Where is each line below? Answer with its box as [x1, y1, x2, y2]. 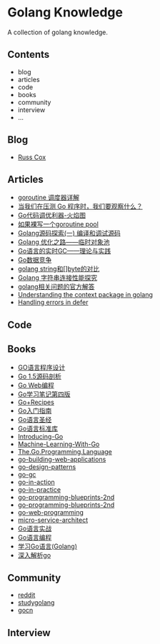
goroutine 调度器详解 [17, 193, 80, 202]
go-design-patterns [17, 462, 76, 471]
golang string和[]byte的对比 [17, 265, 100, 273]
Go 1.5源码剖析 [17, 372, 62, 381]
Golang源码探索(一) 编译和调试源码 [17, 229, 121, 238]
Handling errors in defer [17, 298, 89, 307]
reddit [17, 590, 36, 600]
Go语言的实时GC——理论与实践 [17, 247, 111, 256]
